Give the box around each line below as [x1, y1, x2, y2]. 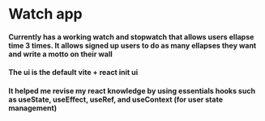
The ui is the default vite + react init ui [8, 68, 139, 77]
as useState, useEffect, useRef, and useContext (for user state [8, 94, 223, 104]
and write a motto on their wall [8, 49, 113, 59]
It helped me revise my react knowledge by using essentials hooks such [8, 86, 256, 95]
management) [8, 102, 58, 113]
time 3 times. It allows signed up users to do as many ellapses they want [8, 40, 257, 50]
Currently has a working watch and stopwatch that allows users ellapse [8, 31, 254, 41]
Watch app [8, 5, 83, 23]
